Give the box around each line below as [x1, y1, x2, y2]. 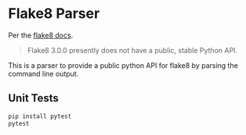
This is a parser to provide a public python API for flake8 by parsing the [8, 60, 239, 70]
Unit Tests [8, 91, 59, 105]
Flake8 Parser [8, 5, 100, 23]
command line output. [8, 69, 79, 78]
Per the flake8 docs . [8, 30, 74, 40]
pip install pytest [8, 112, 72, 120]
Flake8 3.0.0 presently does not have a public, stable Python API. [27, 45, 237, 55]
